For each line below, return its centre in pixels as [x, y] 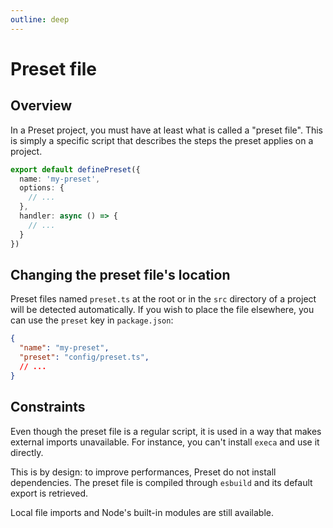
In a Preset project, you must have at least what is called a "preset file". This [167, 130]
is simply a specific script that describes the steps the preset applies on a [162, 140]
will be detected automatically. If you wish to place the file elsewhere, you [162, 310]
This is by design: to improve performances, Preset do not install [143, 472]
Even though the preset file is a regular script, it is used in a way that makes [166, 431]
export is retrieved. [49, 493]
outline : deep [40, 19]
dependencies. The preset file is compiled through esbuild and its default [161, 482]
